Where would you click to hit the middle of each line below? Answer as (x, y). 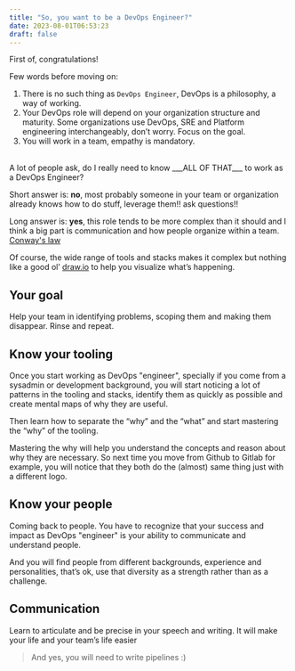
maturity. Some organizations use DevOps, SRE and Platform (133, 122)
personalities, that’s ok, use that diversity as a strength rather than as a (139, 571)
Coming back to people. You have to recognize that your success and (137, 526)
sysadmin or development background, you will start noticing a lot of (135, 385)
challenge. (28, 581)
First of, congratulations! (54, 60)
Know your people (61, 504)
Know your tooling (61, 354)
